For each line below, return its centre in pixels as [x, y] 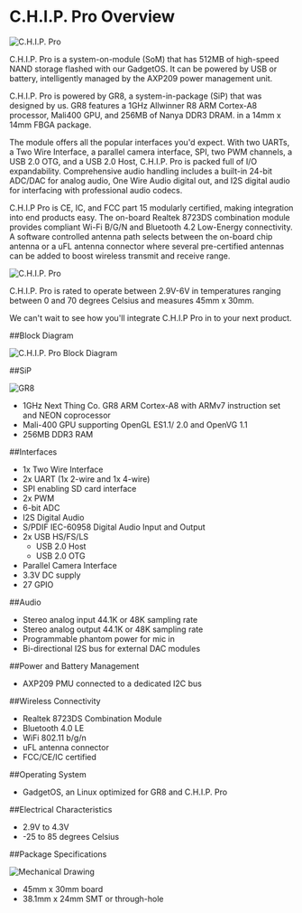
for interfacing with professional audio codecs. [96, 190]
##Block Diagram [41, 335]
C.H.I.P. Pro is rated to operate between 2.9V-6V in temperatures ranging [145, 290]
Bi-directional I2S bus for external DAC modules [111, 648]
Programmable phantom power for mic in [99, 638]
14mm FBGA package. [50, 125]
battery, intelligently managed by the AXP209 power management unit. [141, 78]
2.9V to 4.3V [46, 827]
